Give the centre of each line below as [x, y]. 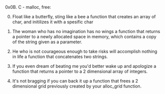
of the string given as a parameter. [47, 42]
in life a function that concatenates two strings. [60, 57]
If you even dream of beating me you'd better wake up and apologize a [84, 66]
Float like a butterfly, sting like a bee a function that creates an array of [84, 16]
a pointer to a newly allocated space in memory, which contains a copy [84, 37]
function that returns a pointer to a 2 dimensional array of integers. [80, 71]
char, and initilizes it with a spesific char [53, 22]
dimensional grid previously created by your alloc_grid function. [77, 86]
